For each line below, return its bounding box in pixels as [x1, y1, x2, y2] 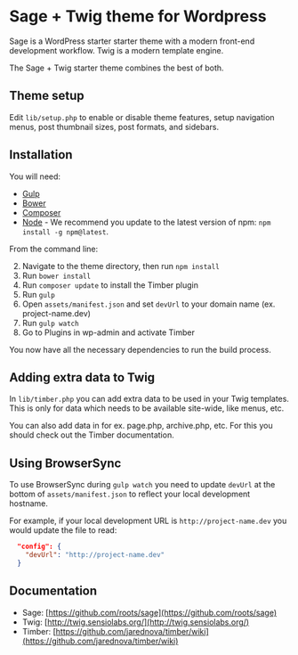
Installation [9, 147, 73, 162]
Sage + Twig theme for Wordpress [9, 6, 267, 27]
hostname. [9, 498, 49, 509]
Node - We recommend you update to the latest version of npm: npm [21, 217, 271, 227]
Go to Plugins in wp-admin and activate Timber [21, 327, 196, 338]
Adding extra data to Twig [9, 370, 156, 385]
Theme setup [9, 88, 85, 103]
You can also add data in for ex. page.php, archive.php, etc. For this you [9, 421, 273, 431]
